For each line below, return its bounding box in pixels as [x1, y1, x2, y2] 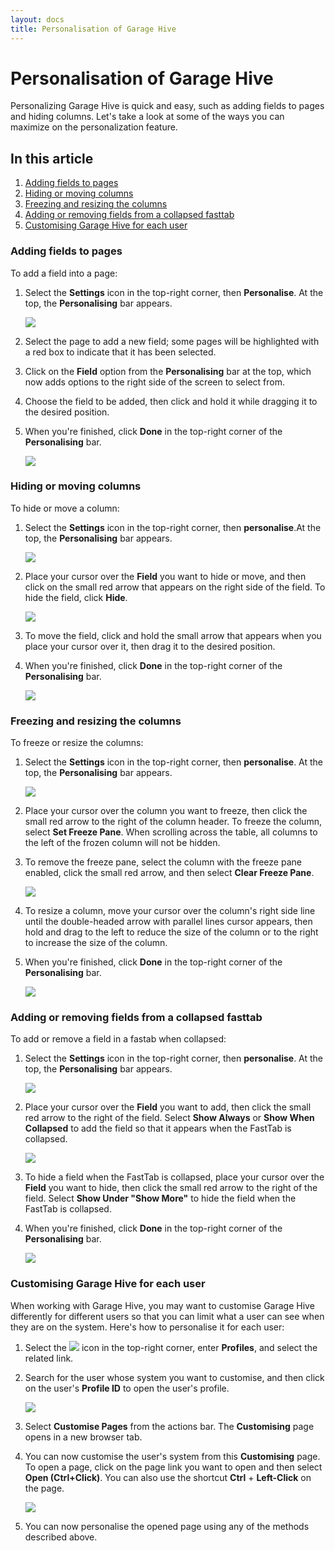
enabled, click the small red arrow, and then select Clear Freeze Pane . [24, 867, 315, 879]
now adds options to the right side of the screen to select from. [24, 376, 285, 388]
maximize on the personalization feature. [10, 121, 178, 133]
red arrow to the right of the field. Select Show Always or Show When [24, 1112, 315, 1124]
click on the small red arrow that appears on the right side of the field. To [24, 581, 326, 593]
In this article [10, 150, 94, 167]
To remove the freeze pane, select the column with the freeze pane [24, 856, 302, 868]
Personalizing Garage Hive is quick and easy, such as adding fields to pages [10, 100, 325, 112]
